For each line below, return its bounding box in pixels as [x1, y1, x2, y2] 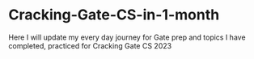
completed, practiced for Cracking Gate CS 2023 [8, 40, 172, 50]
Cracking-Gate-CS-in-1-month [8, 6, 220, 24]
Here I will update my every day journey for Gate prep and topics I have [8, 32, 246, 42]
